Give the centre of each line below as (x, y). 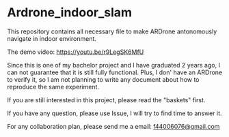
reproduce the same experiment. (53, 87)
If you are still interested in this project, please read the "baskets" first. (106, 100)
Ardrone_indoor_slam (69, 13)
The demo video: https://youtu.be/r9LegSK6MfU (76, 52)
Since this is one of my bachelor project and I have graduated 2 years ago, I (114, 65)
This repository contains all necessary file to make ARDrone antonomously (112, 31)
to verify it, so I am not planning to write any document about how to (103, 79)
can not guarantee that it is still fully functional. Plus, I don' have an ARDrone (115, 72)
